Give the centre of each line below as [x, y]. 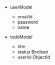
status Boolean [33, 52]
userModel [21, 7]
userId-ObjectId [34, 57]
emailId [25, 17]
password [28, 22]
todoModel [21, 37]
